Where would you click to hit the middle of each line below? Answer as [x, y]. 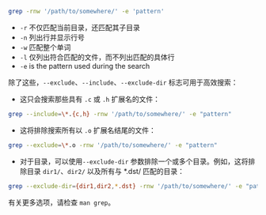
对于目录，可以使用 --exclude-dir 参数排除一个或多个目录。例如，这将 [134, 161]
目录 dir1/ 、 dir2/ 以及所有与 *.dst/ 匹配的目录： [105, 171]
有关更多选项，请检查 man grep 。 [62, 202]
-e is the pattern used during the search [85, 66]
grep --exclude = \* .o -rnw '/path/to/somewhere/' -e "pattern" [113, 145]
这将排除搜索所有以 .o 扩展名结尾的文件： [87, 130]
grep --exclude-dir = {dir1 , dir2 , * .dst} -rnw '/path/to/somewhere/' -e [125, 186]
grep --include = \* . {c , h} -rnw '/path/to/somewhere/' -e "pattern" [120, 114]
